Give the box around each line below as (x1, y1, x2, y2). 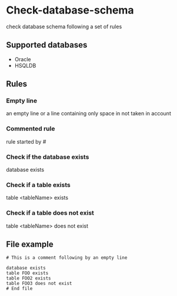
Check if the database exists (6, 152, 89, 161)
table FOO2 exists (6, 275, 51, 281)
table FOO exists (6, 270, 49, 277)
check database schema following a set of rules (6, 23, 122, 30)
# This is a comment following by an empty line (6, 255, 128, 261)
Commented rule (6, 125, 55, 133)
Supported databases (6, 40, 88, 50)
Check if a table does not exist (6, 209, 94, 217)
